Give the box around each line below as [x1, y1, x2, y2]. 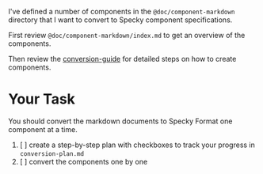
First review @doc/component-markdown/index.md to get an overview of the [8, 31, 246, 40]
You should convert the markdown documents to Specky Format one [8, 116, 233, 126]
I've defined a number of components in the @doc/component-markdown [8, 7, 235, 16]
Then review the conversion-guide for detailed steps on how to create [8, 55, 237, 63]
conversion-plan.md [19, 149, 85, 157]
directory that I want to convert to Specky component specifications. [8, 15, 233, 25]
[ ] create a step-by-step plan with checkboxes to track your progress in [19, 140, 256, 149]
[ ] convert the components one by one [19, 157, 148, 166]
